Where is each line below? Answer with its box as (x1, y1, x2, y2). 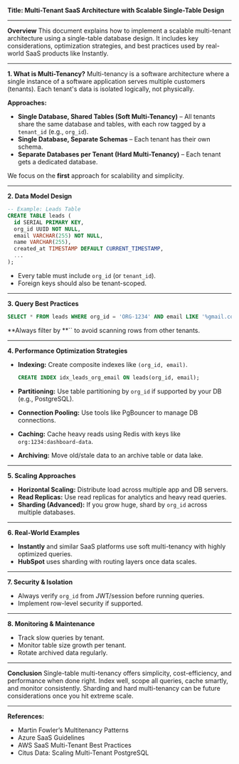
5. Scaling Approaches (7, 471, 76, 479)
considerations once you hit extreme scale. (7, 691, 134, 700)
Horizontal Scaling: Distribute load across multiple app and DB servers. (17, 485, 228, 494)
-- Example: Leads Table (7, 206, 81, 213)
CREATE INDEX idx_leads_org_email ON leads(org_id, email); (17, 373, 200, 381)
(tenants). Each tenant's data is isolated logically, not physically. (7, 85, 195, 93)
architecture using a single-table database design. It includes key (7, 34, 199, 42)
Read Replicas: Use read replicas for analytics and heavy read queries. (17, 492, 227, 501)
